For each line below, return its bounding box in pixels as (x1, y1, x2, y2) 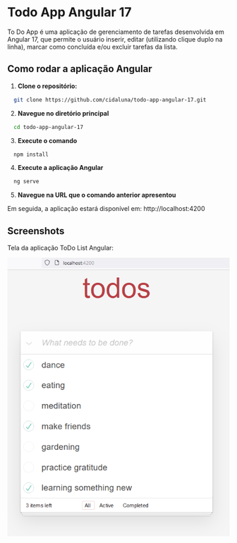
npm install (13, 151, 49, 158)
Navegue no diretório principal (17, 109, 109, 117)
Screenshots (7, 225, 65, 237)
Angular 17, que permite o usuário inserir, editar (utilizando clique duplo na (7, 35, 223, 43)
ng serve (13, 178, 39, 185)
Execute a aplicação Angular (17, 164, 104, 172)
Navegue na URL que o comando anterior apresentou (17, 191, 176, 200)
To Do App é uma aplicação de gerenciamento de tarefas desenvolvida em (7, 28, 224, 36)
